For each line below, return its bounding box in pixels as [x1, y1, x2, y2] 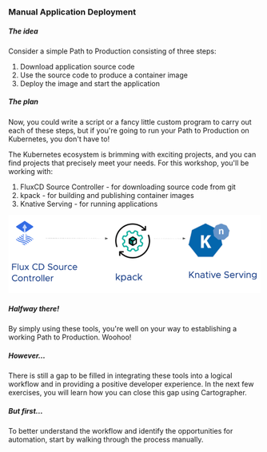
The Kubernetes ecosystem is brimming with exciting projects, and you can [8, 149, 257, 159]
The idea [8, 26, 38, 36]
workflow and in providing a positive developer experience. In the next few [8, 379, 254, 389]
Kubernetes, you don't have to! [8, 134, 110, 144]
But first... [8, 406, 43, 415]
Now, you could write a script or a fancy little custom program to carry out [8, 117, 252, 126]
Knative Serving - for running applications [19, 199, 158, 208]
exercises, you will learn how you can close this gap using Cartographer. [8, 388, 248, 398]
